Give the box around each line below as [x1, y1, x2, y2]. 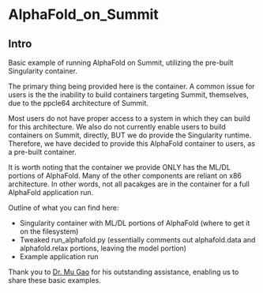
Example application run [19, 252, 99, 261]
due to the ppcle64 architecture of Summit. [8, 99, 148, 107]
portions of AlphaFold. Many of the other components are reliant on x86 [8, 171, 242, 180]
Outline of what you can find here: [8, 203, 119, 212]
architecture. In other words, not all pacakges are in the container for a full [8, 179, 250, 189]
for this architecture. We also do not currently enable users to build [8, 122, 227, 131]
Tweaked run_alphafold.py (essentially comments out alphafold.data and [19, 235, 256, 244]
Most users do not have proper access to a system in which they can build [8, 114, 250, 123]
